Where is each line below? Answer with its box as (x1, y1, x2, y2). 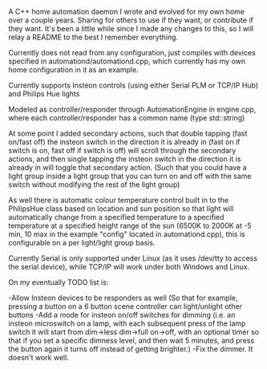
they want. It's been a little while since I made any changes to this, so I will (8, 24, 254, 33)
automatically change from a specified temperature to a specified (8, 213, 225, 221)
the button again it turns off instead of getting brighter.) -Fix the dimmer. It (8, 344, 253, 354)
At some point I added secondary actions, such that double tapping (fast (8, 128, 248, 138)
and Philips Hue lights (8, 89, 80, 99)
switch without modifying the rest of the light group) (8, 180, 180, 189)
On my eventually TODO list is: (8, 278, 109, 287)
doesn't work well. (8, 353, 70, 362)
